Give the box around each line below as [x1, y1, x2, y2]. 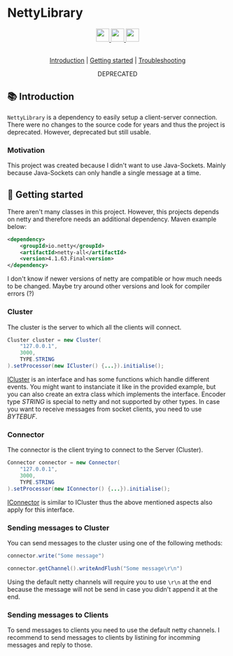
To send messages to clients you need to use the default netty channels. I [7, 625, 220, 634]
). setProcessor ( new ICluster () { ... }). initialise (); [7, 363, 164, 370]
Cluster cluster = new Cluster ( [7, 336, 101, 344]
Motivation [7, 145, 45, 155]
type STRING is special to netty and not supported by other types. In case [7, 397, 220, 405]
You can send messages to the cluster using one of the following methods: [7, 538, 223, 547]
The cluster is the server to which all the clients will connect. [7, 323, 182, 331]
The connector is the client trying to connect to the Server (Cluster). [7, 446, 204, 454]
